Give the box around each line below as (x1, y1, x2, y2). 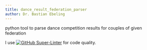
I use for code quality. (5, 39, 96, 45)
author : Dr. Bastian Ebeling (5, 12, 65, 17)
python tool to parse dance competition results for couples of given (5, 25, 142, 31)
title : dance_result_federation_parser (5, 7, 87, 12)
